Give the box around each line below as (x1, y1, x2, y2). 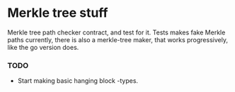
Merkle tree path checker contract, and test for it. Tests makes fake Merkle (7, 28, 226, 37)
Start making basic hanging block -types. (17, 77, 139, 85)
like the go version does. (7, 43, 79, 51)
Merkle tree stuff (7, 5, 108, 21)
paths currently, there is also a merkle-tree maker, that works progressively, (7, 35, 229, 44)
